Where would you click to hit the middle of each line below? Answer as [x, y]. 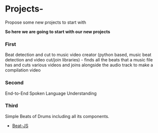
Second [14, 83]
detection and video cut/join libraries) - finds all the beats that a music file [79, 60]
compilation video [23, 70]
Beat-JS [20, 126]
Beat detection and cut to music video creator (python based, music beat [78, 55]
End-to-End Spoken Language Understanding [51, 93]
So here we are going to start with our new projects [58, 31]
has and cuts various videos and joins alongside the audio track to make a [79, 65]
